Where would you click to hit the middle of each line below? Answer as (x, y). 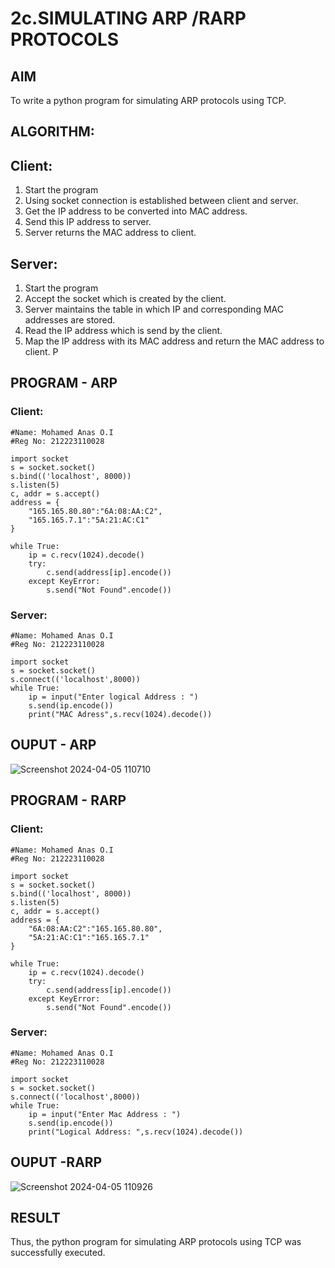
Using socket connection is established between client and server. (161, 201)
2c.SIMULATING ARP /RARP (128, 18)
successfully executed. (58, 1253)
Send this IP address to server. (88, 222)
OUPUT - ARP (53, 745)
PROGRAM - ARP (64, 383)
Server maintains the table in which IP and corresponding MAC (154, 309)
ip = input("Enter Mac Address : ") (105, 1114)
